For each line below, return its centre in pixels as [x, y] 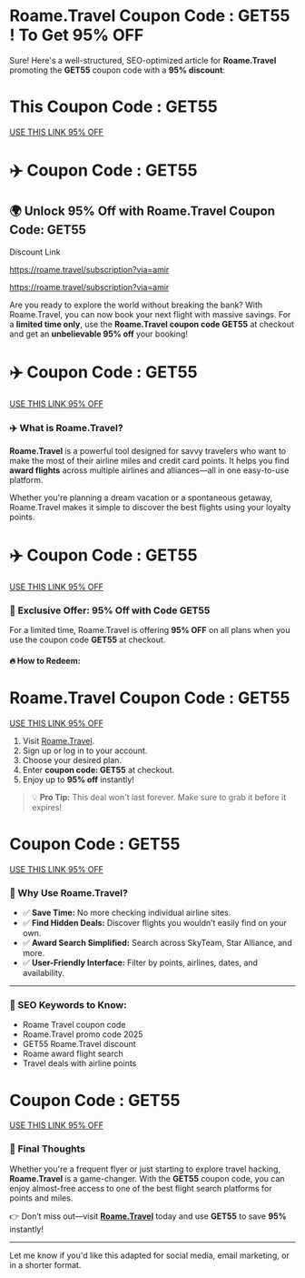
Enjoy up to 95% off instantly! [78, 780]
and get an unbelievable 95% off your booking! [99, 334]
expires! [46, 807]
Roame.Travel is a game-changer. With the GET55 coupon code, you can [147, 1178]
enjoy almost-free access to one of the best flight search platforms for [141, 1188]
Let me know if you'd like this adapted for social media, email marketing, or [150, 1255]
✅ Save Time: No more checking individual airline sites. [127, 913]
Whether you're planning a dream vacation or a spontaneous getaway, [141, 498]
